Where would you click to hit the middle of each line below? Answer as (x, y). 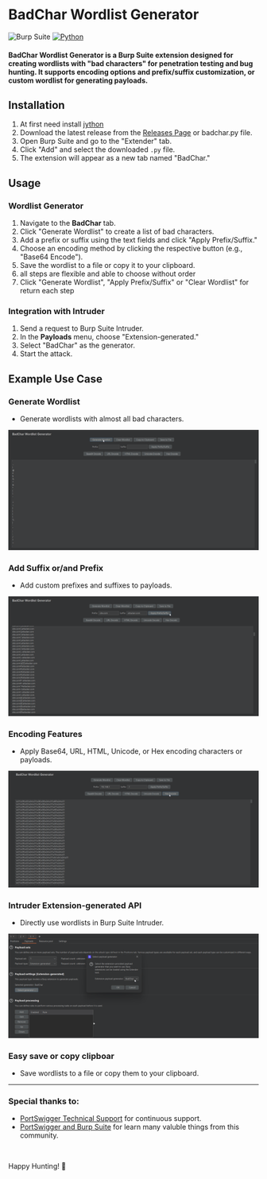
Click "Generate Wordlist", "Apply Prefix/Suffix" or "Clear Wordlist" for (134, 282)
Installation (37, 105)
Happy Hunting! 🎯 (37, 1166)
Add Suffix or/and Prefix (56, 568)
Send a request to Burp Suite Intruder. (82, 328)
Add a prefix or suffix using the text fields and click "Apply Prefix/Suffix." (139, 240)
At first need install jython (62, 124)
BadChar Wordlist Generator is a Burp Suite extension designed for (121, 55)
